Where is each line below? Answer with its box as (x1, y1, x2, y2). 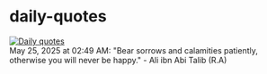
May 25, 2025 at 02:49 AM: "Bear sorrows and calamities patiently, (9, 45, 259, 55)
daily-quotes (9, 6, 107, 27)
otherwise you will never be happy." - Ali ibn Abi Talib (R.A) (9, 54, 227, 65)
